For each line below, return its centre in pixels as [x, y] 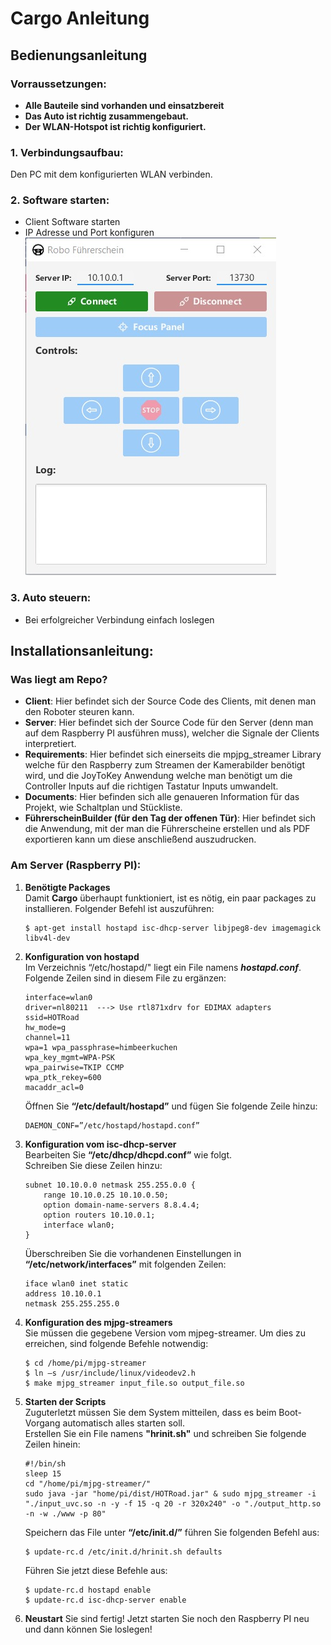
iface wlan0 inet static [76, 1283]
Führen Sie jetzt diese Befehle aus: [96, 1570]
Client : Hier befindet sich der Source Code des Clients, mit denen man [170, 701]
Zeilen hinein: [52, 1444]
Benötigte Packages [67, 887]
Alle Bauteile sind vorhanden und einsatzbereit [124, 105]
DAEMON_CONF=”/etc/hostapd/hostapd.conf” [112, 1125]
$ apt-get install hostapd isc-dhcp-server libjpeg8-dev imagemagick [173, 928]
